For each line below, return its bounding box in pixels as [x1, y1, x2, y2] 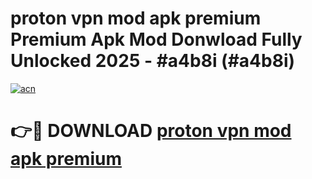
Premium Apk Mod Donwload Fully [10, 28, 303, 51]
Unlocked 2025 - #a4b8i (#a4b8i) [10, 50, 296, 72]
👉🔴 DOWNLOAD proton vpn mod [10, 120, 292, 142]
